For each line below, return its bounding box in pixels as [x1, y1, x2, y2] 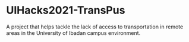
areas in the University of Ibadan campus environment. [6, 29, 141, 36]
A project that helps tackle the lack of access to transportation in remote [6, 23, 184, 30]
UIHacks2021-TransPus [6, 4, 125, 17]
